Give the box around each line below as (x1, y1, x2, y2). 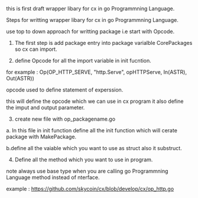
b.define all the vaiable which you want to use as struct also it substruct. (6, 145, 182, 151)
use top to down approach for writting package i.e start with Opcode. (6, 28, 175, 35)
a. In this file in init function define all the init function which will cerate (6, 127, 177, 134)
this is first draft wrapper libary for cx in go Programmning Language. (6, 5, 175, 12)
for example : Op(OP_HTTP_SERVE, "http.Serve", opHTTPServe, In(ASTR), (6, 69, 187, 76)
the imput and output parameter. (6, 104, 85, 111)
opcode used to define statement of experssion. (6, 86, 124, 93)
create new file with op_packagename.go (14, 115, 116, 122)
